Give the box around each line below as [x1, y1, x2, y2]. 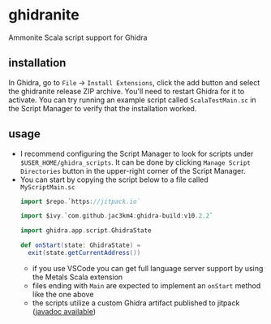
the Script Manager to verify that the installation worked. [8, 103, 197, 113]
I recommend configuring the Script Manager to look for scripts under [19, 149, 254, 158]
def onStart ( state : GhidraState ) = [19, 241, 141, 249]
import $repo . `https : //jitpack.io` [19, 197, 141, 205]
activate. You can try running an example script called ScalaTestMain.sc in [8, 95, 257, 105]
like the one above [32, 289, 94, 299]
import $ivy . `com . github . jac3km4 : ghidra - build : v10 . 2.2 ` [19, 212, 213, 220]
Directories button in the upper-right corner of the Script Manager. [19, 166, 246, 175]
